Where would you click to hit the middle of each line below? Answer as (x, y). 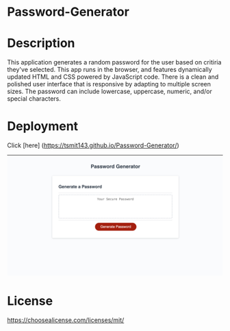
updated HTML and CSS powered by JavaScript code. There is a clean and (113, 77)
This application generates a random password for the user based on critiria (114, 62)
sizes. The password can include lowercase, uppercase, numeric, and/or (110, 91)
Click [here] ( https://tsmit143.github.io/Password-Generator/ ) (93, 145)
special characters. (34, 99)
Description (41, 44)
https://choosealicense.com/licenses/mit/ (66, 320)
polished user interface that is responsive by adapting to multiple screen (109, 84)
